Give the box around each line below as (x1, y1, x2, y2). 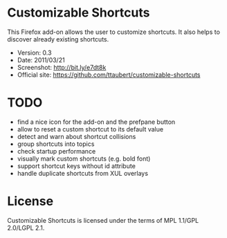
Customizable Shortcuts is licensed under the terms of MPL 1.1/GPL (7, 216, 199, 224)
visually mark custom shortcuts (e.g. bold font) (17, 154, 151, 163)
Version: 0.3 (17, 48, 52, 57)
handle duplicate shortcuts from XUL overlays (17, 169, 149, 177)
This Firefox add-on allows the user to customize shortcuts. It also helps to (7, 28, 220, 36)
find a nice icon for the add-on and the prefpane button (17, 118, 176, 126)
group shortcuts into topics (17, 140, 95, 148)
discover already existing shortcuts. (7, 35, 109, 43)
